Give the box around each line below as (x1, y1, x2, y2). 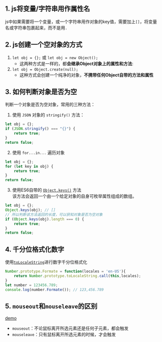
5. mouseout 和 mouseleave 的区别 (5, 302, 98, 310)
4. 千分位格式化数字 (5, 245, 65, 254)
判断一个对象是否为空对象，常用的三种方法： (5, 102, 95, 107)
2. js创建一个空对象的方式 (5, 41, 83, 49)
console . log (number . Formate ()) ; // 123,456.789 (5, 287, 104, 292)
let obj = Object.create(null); (12, 67, 78, 72)
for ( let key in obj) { (5, 164, 54, 169)
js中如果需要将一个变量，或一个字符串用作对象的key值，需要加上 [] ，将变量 (5, 19, 158, 25)
